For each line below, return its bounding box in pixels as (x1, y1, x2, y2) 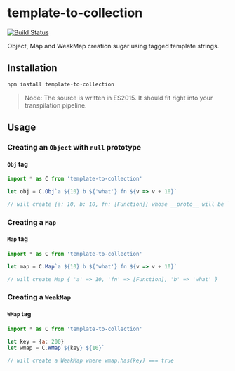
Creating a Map (7, 217, 57, 227)
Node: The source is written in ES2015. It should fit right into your (24, 93, 213, 102)
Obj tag (7, 160, 28, 168)
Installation (7, 62, 58, 74)
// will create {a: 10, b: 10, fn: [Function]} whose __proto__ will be (7, 200, 224, 208)
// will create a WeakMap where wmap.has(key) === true (7, 357, 174, 365)
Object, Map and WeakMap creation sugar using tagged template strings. (7, 41, 220, 50)
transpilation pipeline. (24, 100, 87, 110)
